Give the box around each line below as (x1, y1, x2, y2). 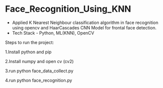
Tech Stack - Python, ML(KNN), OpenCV (12, 30, 94, 36)
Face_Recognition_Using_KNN (5, 3, 131, 15)
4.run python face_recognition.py (5, 77, 72, 83)
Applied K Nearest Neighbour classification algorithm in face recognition (12, 20, 159, 25)
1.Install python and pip (5, 49, 52, 55)
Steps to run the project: (5, 39, 54, 45)
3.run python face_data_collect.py (5, 67, 73, 74)
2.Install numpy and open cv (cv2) (5, 58, 74, 64)
